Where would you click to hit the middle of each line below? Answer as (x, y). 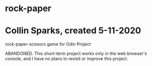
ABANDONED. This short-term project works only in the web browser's (76, 53)
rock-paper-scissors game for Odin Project (48, 44)
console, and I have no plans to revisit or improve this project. (67, 59)
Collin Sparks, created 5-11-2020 (73, 31)
